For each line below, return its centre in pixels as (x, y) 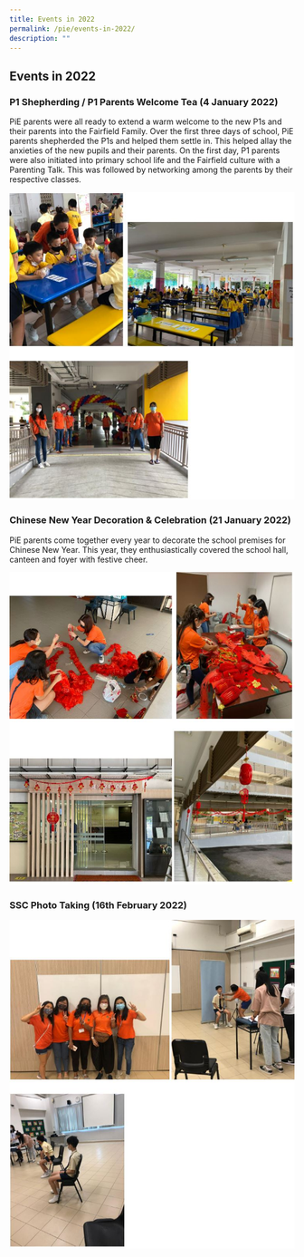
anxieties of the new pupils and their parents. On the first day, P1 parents (145, 150)
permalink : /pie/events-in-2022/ (72, 29)
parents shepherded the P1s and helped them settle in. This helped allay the (151, 141)
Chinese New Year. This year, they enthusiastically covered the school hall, (149, 549)
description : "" (40, 38)
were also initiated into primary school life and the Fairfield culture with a (145, 160)
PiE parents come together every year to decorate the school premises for (148, 540)
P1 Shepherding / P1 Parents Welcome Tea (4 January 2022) (144, 102)
